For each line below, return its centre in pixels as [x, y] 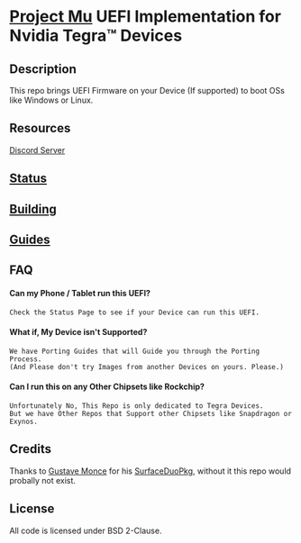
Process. [26, 359]
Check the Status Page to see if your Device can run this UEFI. [134, 312]
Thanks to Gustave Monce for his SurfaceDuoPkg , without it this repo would [150, 471]
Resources [40, 128]
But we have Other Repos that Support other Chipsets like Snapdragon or [151, 413]
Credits [31, 449]
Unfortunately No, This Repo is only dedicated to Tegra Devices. [137, 406]
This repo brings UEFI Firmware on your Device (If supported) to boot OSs [147, 90]
